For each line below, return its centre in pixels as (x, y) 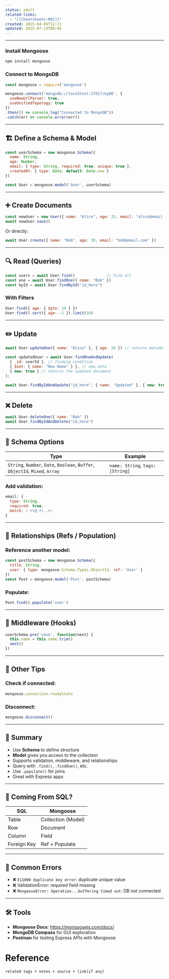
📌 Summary (24, 738)
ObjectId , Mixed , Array (34, 471)
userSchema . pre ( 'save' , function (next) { (49, 635)
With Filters (20, 298)
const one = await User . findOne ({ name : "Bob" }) (58, 280)
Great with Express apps (38, 777)
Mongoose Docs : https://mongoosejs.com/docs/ (63, 927)
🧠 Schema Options (35, 442)
